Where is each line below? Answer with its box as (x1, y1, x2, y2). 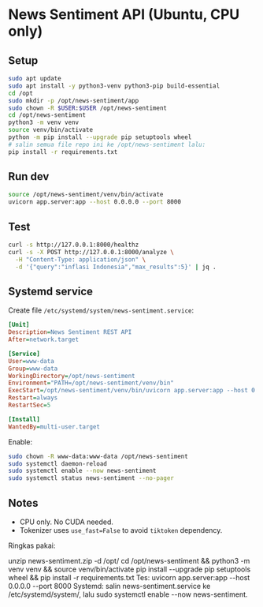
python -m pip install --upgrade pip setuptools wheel (8, 133, 192, 141)
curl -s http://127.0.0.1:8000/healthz (8, 241, 139, 249)
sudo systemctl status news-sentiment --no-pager (8, 474, 175, 482)
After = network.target (8, 335, 80, 344)
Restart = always (8, 394, 58, 402)
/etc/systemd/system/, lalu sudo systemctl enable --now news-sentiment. (8, 590, 248, 599)
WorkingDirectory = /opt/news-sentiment (8, 372, 135, 380)
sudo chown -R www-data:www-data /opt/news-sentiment (8, 452, 189, 460)
